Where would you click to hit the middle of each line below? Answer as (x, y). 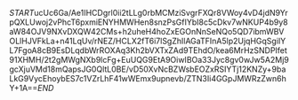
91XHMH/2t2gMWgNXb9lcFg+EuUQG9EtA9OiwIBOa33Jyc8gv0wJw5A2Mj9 (149, 60)
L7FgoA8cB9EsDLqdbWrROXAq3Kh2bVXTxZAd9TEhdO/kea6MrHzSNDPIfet (148, 50)
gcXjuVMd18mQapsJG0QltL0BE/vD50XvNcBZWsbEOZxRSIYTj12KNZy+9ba (148, 69)
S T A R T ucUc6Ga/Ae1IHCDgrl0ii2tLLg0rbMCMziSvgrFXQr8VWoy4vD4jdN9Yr (149, 13)
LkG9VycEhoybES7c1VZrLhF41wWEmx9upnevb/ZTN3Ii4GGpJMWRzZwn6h (148, 78)
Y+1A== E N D (32, 88)
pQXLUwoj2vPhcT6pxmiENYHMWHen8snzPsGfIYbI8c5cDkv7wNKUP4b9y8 (149, 22)
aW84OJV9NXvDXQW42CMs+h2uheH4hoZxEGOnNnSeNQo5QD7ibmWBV (147, 31)
